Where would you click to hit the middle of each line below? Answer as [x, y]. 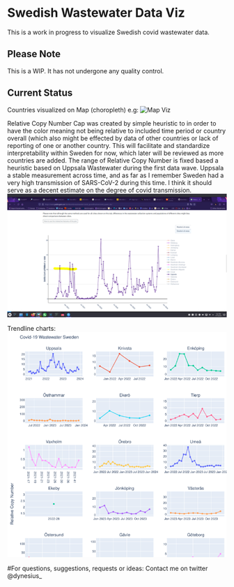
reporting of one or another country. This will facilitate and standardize [109, 145]
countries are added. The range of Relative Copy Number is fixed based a [113, 160]
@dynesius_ [25, 575]
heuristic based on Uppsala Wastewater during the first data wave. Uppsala [116, 168]
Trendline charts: [31, 329]
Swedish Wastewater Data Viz [96, 13]
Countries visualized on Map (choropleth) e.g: [73, 110]
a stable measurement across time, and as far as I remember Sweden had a [116, 175]
